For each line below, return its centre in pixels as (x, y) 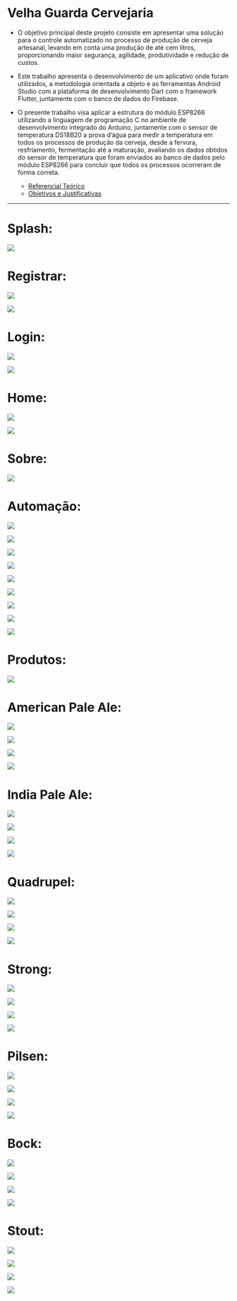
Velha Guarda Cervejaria (80, 13)
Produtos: (37, 659)
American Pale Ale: (65, 707)
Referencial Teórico (56, 186)
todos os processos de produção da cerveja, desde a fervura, (107, 142)
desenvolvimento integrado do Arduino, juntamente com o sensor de (117, 127)
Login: (26, 337)
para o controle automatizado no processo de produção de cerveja (115, 40)
